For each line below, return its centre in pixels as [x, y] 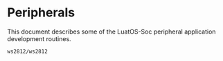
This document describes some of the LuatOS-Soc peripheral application [111, 32]
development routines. [39, 38]
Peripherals [41, 13]
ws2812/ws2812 [28, 51]
